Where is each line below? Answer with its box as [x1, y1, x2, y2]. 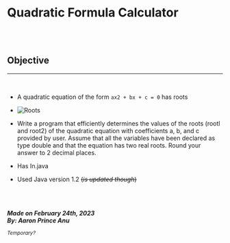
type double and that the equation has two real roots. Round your [16, 141, 201, 149]
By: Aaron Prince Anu [7, 216, 70, 224]
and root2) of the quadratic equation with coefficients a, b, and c [16, 126, 200, 135]
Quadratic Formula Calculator [7, 5, 179, 21]
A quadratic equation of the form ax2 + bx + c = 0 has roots [16, 93, 188, 101]
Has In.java [16, 161, 49, 170]
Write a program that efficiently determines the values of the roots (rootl [16, 119, 220, 128]
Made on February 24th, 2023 [7, 209, 95, 217]
